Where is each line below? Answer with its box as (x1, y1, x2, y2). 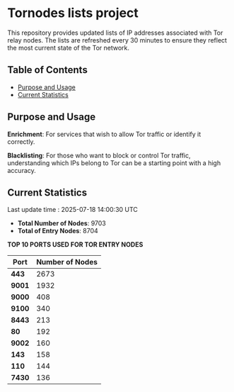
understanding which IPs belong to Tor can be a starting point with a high (7, 158, 221, 167)
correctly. (7, 137, 35, 146)
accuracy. (7, 166, 37, 174)
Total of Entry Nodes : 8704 (17, 227, 99, 235)
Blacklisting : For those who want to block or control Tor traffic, (7, 151, 191, 159)
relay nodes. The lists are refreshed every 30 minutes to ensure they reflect (7, 35, 228, 44)
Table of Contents (7, 64, 88, 76)
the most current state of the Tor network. (7, 43, 129, 52)
